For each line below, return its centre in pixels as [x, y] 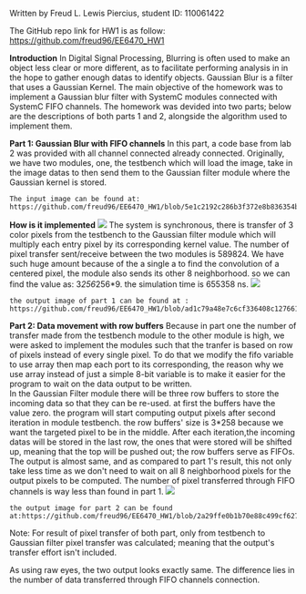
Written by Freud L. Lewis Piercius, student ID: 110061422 [117, 13]
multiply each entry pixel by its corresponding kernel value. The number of [149, 244]
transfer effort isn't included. [63, 552]
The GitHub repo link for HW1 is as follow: [87, 31]
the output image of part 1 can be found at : [99, 301]
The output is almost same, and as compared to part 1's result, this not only [151, 461]
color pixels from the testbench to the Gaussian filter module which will [143, 235]
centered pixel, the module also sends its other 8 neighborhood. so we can [150, 273]
